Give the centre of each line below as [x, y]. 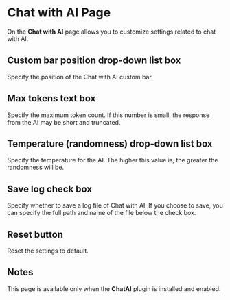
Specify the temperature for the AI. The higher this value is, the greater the [113, 160]
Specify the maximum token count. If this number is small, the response [108, 115]
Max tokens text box [51, 98]
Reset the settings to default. [48, 251]
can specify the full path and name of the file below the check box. [102, 213]
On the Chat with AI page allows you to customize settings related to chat [112, 32]
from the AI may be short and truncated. [64, 122]
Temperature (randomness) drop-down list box [110, 143]
